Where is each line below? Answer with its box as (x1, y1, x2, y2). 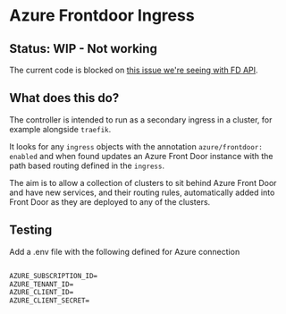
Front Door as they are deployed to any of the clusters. (9, 196, 211, 207)
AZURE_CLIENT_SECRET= (9, 296, 90, 305)
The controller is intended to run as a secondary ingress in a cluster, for (9, 114, 273, 125)
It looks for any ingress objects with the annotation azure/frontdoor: (9, 140, 264, 152)
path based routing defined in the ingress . (9, 160, 165, 171)
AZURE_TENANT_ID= (9, 279, 74, 289)
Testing (9, 223, 53, 238)
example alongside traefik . (9, 123, 112, 134)
